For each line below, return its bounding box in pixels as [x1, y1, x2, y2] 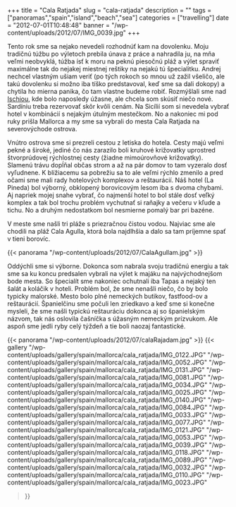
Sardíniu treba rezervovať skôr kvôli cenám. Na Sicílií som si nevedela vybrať [7, 102, 230, 110]
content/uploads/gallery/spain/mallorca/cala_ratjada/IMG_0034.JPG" [7, 381, 208, 389]
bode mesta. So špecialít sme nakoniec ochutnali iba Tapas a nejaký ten [7, 277, 216, 285]
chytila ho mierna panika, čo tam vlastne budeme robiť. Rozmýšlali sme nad [7, 88, 227, 95]
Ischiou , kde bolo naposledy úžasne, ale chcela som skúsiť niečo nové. [7, 95, 213, 103]
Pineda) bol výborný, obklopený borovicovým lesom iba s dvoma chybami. [7, 184, 224, 191]
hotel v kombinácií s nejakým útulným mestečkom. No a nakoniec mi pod [7, 109, 218, 118]
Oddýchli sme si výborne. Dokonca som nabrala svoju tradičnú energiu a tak [7, 262, 229, 270]
